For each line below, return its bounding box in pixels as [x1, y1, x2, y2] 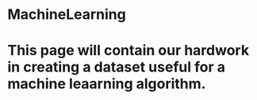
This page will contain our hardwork [7, 42, 250, 60]
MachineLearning [7, 6, 126, 24]
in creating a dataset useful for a [7, 58, 225, 76]
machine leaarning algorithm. [7, 75, 206, 93]
